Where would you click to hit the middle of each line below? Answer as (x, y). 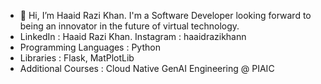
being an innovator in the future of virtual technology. (129, 26)
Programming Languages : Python (90, 47)
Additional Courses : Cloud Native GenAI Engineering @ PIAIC (147, 68)
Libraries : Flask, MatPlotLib (77, 58)
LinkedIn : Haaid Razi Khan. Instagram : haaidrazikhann (133, 36)
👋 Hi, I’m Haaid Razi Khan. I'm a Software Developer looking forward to (165, 15)
